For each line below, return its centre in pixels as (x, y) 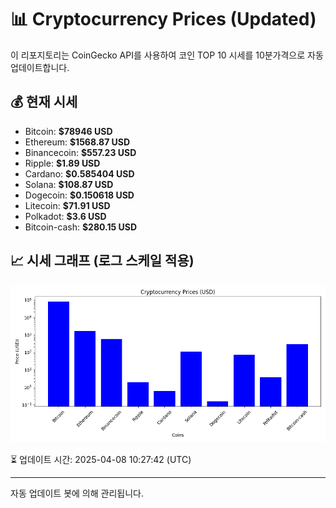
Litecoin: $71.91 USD (67, 205)
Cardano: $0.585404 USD (79, 173)
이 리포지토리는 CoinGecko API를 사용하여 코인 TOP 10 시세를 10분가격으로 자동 (167, 55)
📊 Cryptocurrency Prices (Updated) (163, 19)
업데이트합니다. (40, 67)
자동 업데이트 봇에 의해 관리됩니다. (77, 493)
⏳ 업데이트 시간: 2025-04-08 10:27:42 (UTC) (101, 459)
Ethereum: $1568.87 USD (77, 142)
